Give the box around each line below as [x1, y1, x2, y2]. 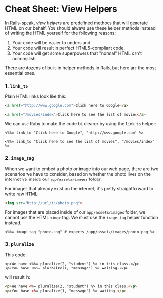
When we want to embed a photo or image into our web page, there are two [5, 166, 159, 172]
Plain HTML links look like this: [5, 93, 67, 99]
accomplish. [12, 55, 37, 61]
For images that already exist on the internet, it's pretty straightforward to [5, 186, 154, 192]
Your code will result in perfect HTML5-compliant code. [12, 45, 125, 51]
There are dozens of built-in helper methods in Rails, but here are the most [5, 65, 156, 71]
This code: [5, 252, 27, 258]
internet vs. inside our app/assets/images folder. [5, 176, 102, 182]
